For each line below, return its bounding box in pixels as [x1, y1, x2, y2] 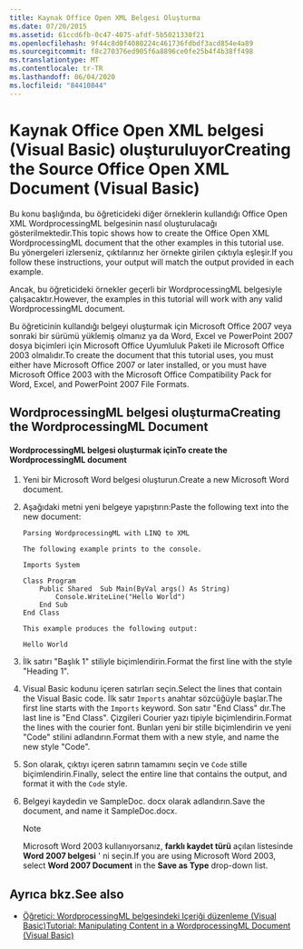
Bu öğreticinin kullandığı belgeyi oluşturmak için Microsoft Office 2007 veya [9, 320, 292, 332]
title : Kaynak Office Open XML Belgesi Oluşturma [9, 13, 201, 23]
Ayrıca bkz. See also [9, 886, 124, 902]
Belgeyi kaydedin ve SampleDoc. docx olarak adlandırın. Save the [22, 796, 266, 807]
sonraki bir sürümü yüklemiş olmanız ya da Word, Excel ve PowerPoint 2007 [9, 330, 293, 341]
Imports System [22, 561, 81, 570]
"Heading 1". [22, 665, 70, 677]
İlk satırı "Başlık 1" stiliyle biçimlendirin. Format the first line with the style [22, 656, 293, 667]
